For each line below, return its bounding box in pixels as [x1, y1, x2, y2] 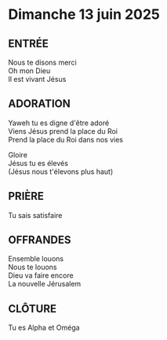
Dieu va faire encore [8, 271, 74, 280]
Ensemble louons [8, 254, 64, 264]
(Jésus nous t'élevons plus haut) [8, 167, 114, 176]
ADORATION [8, 97, 71, 111]
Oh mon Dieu [8, 66, 51, 76]
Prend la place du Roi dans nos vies [8, 135, 124, 144]
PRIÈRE [8, 190, 45, 203]
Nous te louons [8, 262, 57, 272]
